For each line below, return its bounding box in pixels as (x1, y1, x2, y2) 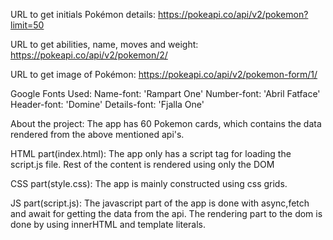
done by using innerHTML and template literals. (10, 219, 207, 230)
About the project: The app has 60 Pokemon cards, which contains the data (10, 118, 322, 129)
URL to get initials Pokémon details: (10, 9, 157, 20)
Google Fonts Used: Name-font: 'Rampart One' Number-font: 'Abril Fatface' (10, 88, 321, 99)
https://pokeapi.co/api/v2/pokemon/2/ (10, 49, 168, 61)
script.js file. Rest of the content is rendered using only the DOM (10, 159, 275, 170)
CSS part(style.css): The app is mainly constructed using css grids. (10, 178, 288, 189)
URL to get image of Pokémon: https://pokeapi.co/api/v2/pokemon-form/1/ (10, 69, 318, 80)
